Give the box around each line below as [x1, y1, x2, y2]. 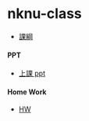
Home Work [7, 87, 47, 97]
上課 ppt [18, 68, 46, 79]
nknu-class [7, 5, 83, 23]
